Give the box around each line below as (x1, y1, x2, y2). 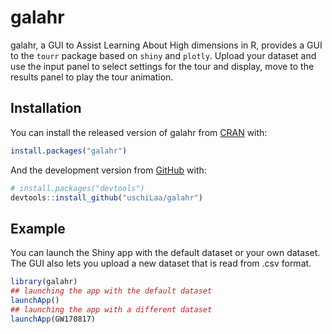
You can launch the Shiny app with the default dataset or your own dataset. (10, 247, 321, 259)
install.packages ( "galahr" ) (10, 146, 128, 156)
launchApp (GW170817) (10, 314, 97, 324)
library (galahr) (10, 277, 78, 287)
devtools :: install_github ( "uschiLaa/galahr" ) (10, 192, 203, 203)
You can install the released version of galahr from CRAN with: (10, 126, 268, 138)
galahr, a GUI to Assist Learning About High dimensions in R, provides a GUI (10, 39, 323, 51)
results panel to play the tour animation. (10, 71, 174, 83)
